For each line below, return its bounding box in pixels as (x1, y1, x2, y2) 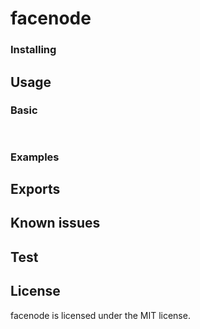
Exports (10, 180, 61, 197)
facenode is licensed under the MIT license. (10, 309, 191, 321)
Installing (10, 43, 57, 57)
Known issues (10, 215, 101, 232)
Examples (10, 150, 60, 164)
